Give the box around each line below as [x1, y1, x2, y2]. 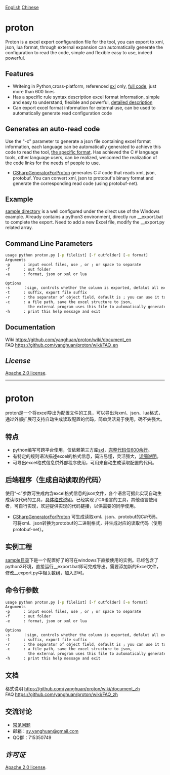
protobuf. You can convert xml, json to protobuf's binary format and [12, 175, 154, 181]
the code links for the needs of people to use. [5, 160, 100, 166]
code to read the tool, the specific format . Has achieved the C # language [5, 149, 158, 155]
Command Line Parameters [5, 239, 93, 248]
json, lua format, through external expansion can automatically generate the [5, 44, 163, 50]
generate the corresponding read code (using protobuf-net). [12, 180, 139, 187]
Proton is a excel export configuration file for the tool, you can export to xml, [5, 39, 164, 45]
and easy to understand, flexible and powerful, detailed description [12, 99, 153, 105]
